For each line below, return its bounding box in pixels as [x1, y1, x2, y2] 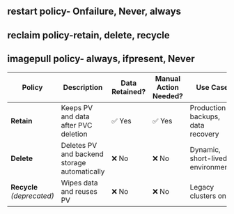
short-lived [189, 153, 228, 163]
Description [63, 82, 103, 92]
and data [61, 112, 90, 121]
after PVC [61, 120, 93, 130]
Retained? [111, 86, 146, 96]
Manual [155, 73, 181, 83]
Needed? [152, 91, 183, 100]
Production [189, 102, 226, 112]
